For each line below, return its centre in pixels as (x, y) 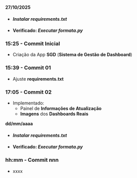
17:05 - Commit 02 (28, 92)
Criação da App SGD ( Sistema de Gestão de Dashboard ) (72, 55)
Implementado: (28, 103)
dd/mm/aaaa (19, 124)
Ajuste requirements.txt (38, 79)
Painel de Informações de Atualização (61, 109)
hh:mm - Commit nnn (32, 160)
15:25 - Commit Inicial (33, 44)
